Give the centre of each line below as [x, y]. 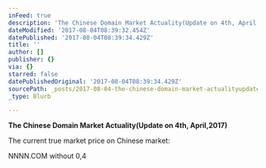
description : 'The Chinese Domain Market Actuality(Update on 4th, [122, 23]
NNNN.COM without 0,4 [47, 156]
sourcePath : [28, 89]
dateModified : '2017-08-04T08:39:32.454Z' [79, 30]
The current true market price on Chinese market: [89, 141]
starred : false [33, 74]
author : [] [26, 52]
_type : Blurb [30, 96]
